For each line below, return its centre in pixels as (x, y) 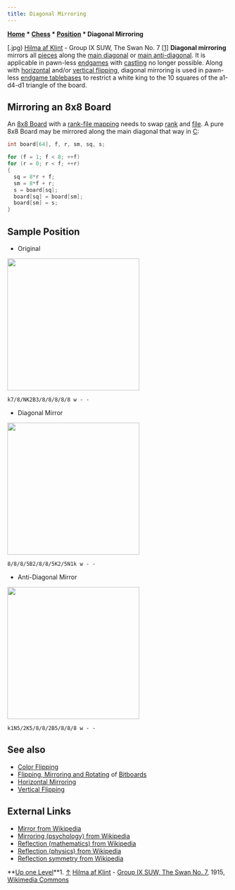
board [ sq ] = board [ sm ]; (48, 197)
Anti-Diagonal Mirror (47, 577)
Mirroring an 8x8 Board (59, 107)
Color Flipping (38, 767)
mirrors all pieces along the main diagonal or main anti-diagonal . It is (107, 55)
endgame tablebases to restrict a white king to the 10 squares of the (119, 78)
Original (29, 248)
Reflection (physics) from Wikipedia (69, 851)
